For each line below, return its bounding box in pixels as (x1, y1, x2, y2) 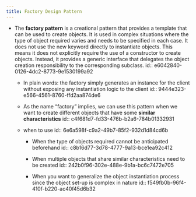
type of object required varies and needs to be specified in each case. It (14, 37, 188, 44)
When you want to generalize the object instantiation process (32, 173, 180, 180)
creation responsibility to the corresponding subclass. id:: (14, 62, 153, 69)
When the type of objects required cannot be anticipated (32, 138, 169, 145)
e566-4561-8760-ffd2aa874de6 (23, 92, 101, 98)
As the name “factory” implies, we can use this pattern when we (23, 103, 178, 110)
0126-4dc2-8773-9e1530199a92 (14, 68, 93, 75)
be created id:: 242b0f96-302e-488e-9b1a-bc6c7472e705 (32, 161, 174, 168)
